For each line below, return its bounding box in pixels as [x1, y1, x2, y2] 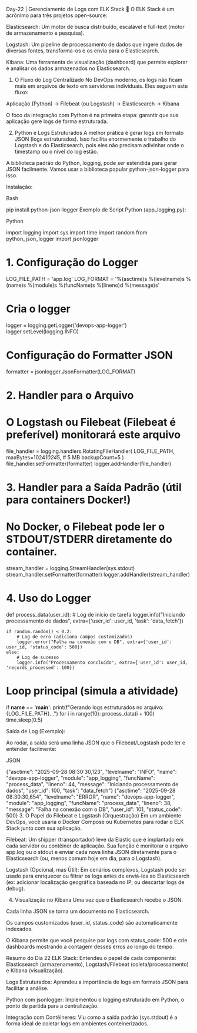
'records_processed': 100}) [6, 665, 75, 671]
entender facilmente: [6, 745, 57, 752]
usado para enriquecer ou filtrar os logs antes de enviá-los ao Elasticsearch [6, 872, 190, 879]
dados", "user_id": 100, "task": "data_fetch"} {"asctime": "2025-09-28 [6, 787, 176, 794]
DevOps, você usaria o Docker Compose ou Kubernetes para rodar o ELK [6, 818, 184, 825]
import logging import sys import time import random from [6, 229, 148, 236]
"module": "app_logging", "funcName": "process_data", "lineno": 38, [6, 799, 172, 806]
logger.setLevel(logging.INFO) [6, 327, 79, 335]
